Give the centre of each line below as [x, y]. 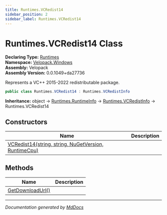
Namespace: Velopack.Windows [39, 62]
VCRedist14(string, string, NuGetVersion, [56, 144]
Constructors [26, 122]
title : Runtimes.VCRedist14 [34, 10]
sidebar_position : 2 [27, 14]
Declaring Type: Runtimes [32, 57]
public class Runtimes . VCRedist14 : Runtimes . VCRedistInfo [68, 92]
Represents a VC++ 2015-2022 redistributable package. [62, 83]
